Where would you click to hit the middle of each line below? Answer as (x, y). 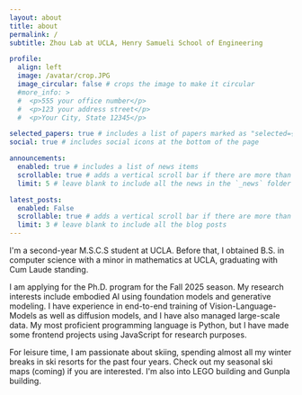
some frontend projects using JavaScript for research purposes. (128, 335)
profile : (26, 59)
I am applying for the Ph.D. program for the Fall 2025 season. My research (147, 287)
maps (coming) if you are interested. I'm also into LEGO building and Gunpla (150, 371)
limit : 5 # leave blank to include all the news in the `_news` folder (155, 184)
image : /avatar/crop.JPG (64, 76)
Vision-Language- (243, 306)
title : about (34, 26)
